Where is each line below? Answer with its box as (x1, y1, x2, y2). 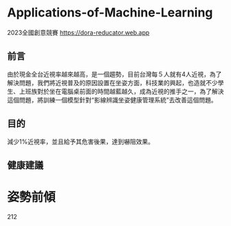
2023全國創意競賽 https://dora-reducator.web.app (7, 28, 150, 36)
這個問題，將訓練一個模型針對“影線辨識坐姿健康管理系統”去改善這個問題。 (7, 95, 218, 104)
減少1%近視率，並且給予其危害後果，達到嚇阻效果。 (7, 137, 155, 146)
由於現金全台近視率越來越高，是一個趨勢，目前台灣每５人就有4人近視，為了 (7, 70, 222, 78)
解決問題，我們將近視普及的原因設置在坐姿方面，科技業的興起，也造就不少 (7, 78, 218, 87)
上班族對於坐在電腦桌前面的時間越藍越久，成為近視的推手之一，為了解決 (19, 87, 224, 95)
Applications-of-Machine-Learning (7, 5, 213, 21)
